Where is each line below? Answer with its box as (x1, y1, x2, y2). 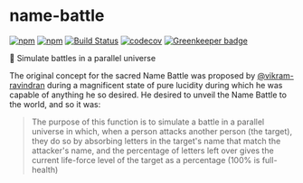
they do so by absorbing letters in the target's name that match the (31, 135, 281, 146)
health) (31, 164, 59, 175)
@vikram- (257, 69, 294, 81)
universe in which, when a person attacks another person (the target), (31, 125, 292, 136)
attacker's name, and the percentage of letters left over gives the (31, 145, 274, 156)
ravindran (9, 79, 45, 90)
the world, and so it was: (9, 98, 101, 109)
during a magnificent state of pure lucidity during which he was (46, 79, 283, 90)
